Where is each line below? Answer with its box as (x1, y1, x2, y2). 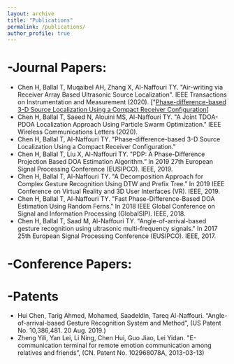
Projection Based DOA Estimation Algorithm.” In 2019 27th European (17, 157, 214, 166)
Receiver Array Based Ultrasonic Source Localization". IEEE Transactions (17, 90, 227, 99)
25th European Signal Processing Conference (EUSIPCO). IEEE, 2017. (17, 232, 217, 240)
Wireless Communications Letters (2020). (17, 127, 138, 136)
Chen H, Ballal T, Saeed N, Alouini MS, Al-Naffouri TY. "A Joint (17, 113, 197, 121)
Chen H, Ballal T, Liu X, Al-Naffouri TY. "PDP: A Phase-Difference (17, 150, 205, 158)
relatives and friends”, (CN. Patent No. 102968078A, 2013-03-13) (17, 349, 205, 357)
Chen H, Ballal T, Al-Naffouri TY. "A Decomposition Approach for (17, 172, 204, 181)
